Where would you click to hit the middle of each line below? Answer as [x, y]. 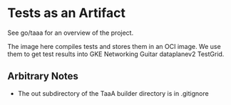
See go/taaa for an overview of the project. [71, 33]
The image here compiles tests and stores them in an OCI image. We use [114, 46]
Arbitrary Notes [43, 76]
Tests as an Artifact [67, 13]
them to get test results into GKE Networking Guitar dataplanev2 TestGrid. [116, 54]
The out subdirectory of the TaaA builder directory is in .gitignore [113, 93]
